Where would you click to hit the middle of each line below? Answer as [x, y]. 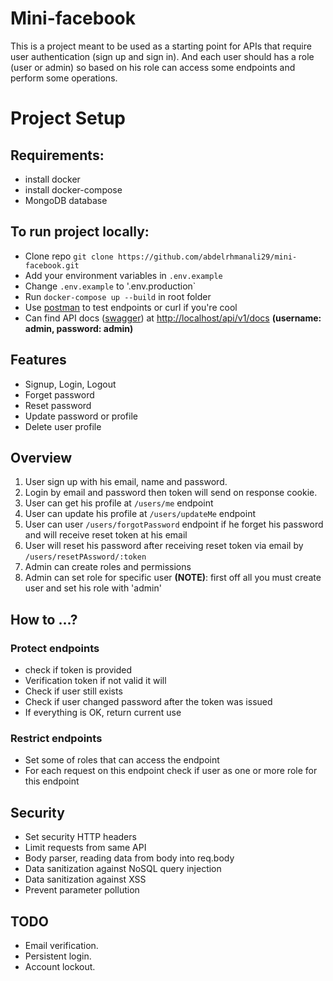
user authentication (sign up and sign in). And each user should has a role [162, 56]
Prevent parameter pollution [82, 890]
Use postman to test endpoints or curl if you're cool [131, 307]
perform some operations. [64, 78]
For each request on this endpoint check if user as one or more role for [171, 771]
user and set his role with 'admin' [93, 588]
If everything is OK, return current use [103, 713]
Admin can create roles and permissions [108, 567]
